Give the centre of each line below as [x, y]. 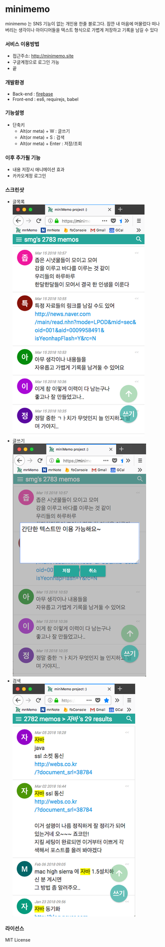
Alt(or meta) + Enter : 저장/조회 [51, 143]
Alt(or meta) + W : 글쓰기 [45, 131]
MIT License [18, 940]
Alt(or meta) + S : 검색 [42, 137]
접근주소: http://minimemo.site [43, 56]
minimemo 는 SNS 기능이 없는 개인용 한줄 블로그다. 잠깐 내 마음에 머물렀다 [78, 23]
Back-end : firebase [33, 94]
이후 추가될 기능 [23, 157]
